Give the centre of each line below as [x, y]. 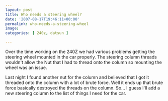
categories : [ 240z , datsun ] [37, 33]
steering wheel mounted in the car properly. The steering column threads [81, 57]
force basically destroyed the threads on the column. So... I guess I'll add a [82, 88]
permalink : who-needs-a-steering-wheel [47, 24]
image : [12, 28]
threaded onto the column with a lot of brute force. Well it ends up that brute [84, 82]
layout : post [19, 10]
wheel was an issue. [26, 67]
